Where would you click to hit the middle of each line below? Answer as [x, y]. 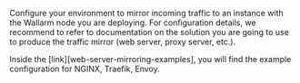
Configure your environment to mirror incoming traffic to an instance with [146, 13]
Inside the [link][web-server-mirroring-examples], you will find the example [150, 59]
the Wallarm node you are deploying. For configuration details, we [133, 23]
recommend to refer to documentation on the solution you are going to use [149, 32]
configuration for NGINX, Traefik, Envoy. [85, 69]
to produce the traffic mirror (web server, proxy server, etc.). [123, 41]
